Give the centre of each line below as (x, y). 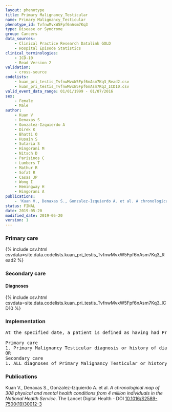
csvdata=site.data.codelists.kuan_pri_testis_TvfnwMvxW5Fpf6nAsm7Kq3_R (85, 255)
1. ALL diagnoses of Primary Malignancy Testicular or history (86, 363)
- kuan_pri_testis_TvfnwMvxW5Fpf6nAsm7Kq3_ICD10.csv (72, 86)
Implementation (26, 322)
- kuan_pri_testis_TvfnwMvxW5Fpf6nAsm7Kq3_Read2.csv (72, 82)
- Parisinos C (29, 158)
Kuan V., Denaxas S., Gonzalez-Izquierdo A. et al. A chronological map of (82, 388)
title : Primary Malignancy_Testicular (47, 15)
